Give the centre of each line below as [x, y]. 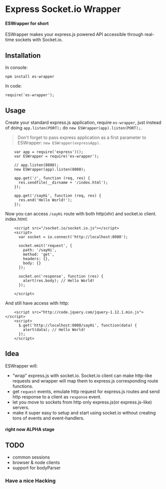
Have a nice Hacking [30, 481]
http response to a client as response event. [57, 396]
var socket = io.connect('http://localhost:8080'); [73, 237]
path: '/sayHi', [40, 250]
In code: [14, 86]
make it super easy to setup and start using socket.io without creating [84, 412]
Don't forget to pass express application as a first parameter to [82, 137]
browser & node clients [36, 462]
